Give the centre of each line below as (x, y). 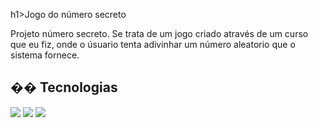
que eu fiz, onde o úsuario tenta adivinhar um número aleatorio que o (153, 44)
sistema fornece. (45, 55)
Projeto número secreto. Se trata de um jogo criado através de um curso (159, 33)
